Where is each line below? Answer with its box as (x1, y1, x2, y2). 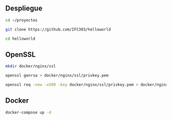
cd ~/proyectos (5, 17, 38, 22)
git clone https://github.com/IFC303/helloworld (5, 27, 111, 32)
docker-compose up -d (5, 110, 52, 115)
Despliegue (5, 4, 42, 13)
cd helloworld (5, 36, 36, 41)
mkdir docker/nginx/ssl (5, 64, 56, 69)
